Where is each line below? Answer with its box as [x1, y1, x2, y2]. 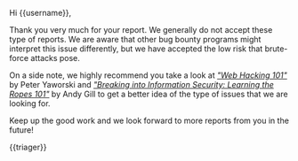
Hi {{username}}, [9, 8, 72, 18]
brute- [264, 43, 288, 54]
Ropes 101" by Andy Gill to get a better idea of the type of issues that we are [9, 88, 288, 99]
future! [9, 125, 34, 135]
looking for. [9, 98, 51, 109]
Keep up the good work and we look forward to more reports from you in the [9, 115, 289, 126]
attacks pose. [30, 53, 80, 63]
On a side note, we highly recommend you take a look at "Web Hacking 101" [9, 70, 287, 80]
